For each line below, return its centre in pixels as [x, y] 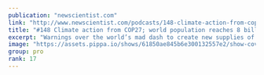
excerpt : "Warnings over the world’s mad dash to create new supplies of [132, 37]
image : [19, 45]
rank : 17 [22, 59]
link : [17, 23]
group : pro [26, 52]
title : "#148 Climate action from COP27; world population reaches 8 [125, 30]
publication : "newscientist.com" [63, 15]
